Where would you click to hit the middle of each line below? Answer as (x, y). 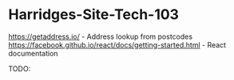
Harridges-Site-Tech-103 (94, 15)
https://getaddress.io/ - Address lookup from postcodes (101, 36)
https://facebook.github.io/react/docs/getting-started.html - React (117, 44)
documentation (33, 53)
